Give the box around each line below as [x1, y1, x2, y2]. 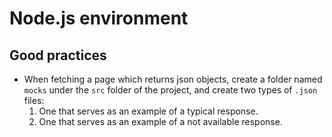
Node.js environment [9, 7, 189, 30]
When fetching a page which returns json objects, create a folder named [23, 73, 323, 85]
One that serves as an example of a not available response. [38, 116, 283, 127]
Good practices [9, 47, 107, 64]
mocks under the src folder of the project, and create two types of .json [23, 84, 318, 96]
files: [23, 95, 45, 106]
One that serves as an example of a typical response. [38, 105, 259, 117]
